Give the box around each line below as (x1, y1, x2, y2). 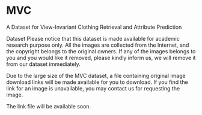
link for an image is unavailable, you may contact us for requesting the (6, 84, 180, 92)
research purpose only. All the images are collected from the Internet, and (6, 41, 189, 49)
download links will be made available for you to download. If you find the (6, 78, 188, 86)
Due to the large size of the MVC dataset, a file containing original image (6, 72, 186, 79)
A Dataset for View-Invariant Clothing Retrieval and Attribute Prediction (6, 23, 182, 31)
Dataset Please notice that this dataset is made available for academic (6, 35, 180, 42)
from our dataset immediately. (6, 60, 81, 68)
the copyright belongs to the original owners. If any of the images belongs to (6, 47, 196, 55)
